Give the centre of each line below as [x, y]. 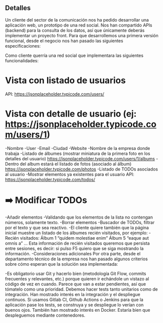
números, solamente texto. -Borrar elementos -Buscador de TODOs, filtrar [80, 222]
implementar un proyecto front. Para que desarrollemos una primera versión [82, 35]
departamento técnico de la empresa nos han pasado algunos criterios [76, 259]
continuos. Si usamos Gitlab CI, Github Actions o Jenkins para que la [74, 299]
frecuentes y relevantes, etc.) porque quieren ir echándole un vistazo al [77, 278]
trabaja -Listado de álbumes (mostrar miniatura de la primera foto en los [78, 153]
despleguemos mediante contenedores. [45, 315]
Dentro [12, 164]
